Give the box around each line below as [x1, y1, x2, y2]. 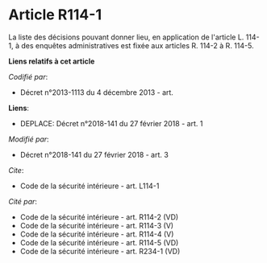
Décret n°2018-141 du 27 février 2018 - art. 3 [19, 150, 169, 159]
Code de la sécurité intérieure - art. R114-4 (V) [19, 229, 174, 239]
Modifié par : [8, 134, 50, 144]
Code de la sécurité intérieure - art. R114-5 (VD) [19, 237, 179, 247]
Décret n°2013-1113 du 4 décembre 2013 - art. [19, 87, 173, 97]
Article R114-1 [8, 6, 102, 24]
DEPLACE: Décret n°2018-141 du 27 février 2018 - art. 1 [19, 118, 203, 128]
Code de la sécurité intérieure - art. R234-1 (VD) [19, 246, 181, 256]
